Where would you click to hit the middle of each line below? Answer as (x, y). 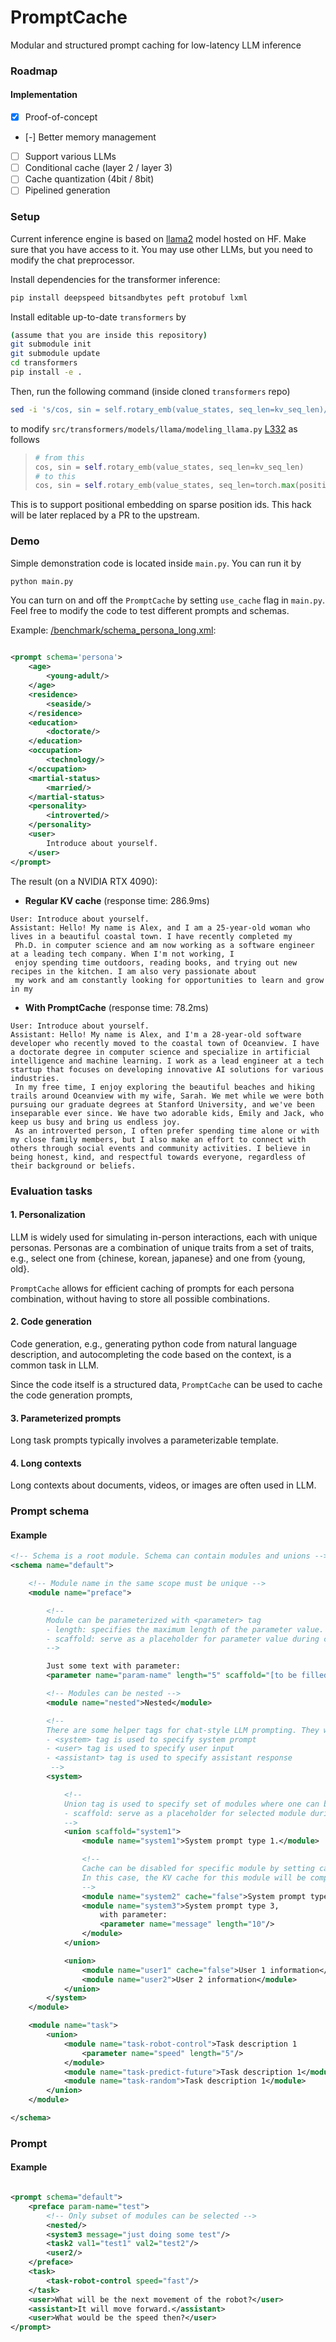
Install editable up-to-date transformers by (98, 317)
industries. (35, 1078)
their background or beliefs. (73, 1166)
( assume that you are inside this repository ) (109, 335)
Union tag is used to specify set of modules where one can (191, 1804)
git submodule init (51, 344)
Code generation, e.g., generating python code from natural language (154, 1343)
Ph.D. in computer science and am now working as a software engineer (164, 945)
